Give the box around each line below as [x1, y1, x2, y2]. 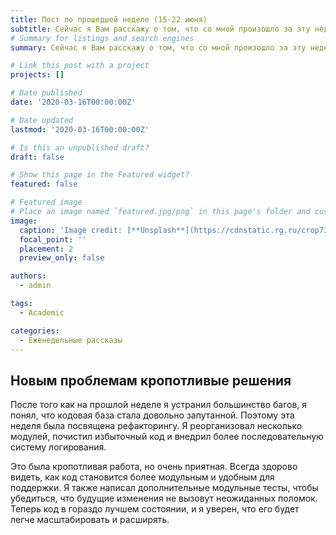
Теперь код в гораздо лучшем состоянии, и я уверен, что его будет [10, 503, 300, 515]
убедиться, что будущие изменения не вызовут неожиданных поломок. [10, 492, 318, 505]
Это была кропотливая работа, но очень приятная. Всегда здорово [10, 461, 298, 473]
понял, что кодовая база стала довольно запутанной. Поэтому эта [10, 409, 295, 421]
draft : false [10, 152, 65, 162]
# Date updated [10, 115, 74, 125]
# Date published [10, 88, 83, 98]
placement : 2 [19, 244, 74, 254]
